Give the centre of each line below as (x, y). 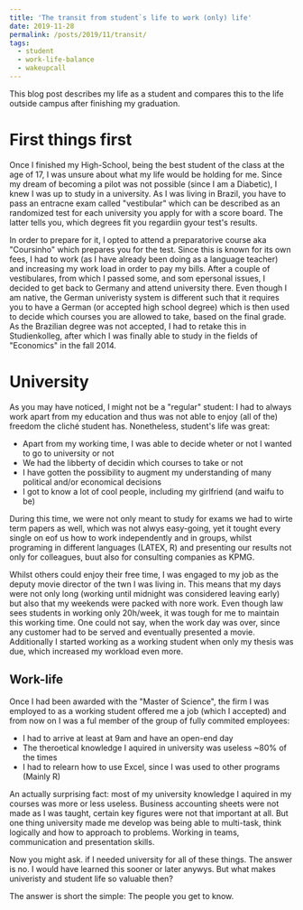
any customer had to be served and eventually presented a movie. (132, 632)
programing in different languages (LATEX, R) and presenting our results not (151, 547)
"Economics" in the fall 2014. (63, 345)
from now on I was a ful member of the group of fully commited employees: (150, 720)
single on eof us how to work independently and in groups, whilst (131, 537)
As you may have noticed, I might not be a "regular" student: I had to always (151, 406)
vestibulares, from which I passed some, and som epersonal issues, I (138, 278)
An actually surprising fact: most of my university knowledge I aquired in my (151, 794)
